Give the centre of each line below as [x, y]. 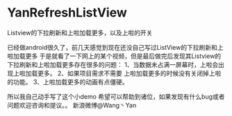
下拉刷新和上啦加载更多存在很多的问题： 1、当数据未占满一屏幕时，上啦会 [113, 64]
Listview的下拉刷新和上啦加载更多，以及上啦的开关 [80, 32]
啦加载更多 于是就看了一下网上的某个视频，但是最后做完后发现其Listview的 [114, 56]
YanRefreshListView [67, 13]
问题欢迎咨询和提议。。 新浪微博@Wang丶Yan [72, 105]
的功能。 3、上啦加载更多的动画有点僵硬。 [68, 81]
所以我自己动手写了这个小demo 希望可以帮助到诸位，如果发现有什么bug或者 [116, 96]
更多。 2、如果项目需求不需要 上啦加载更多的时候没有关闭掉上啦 [129, 73]
